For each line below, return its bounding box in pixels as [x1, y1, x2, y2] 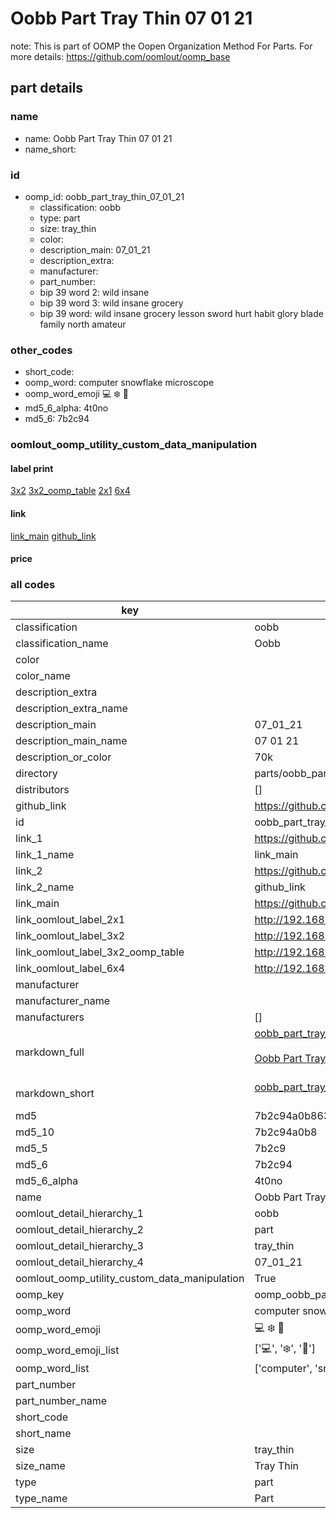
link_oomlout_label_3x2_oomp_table [15, 945, 185, 959]
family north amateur [39, 318, 127, 330]
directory [15, 767, 58, 781]
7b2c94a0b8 [254, 1125, 318, 1139]
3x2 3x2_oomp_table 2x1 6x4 [10, 485, 131, 497]
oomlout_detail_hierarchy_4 [15, 1255, 144, 1269]
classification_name [15, 637, 109, 651]
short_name [15, 1427, 72, 1441]
